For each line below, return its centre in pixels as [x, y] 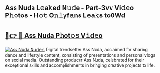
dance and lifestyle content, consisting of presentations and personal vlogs [80, 55]
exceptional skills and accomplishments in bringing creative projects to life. [80, 65]
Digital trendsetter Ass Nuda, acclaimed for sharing [97, 50]
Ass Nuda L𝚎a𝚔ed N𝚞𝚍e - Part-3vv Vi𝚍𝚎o [70, 8]
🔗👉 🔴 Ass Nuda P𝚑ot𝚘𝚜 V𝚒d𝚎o [54, 36]
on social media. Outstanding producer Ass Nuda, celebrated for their [74, 60]
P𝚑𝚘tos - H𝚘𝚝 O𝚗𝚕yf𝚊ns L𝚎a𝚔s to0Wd [65, 16]
